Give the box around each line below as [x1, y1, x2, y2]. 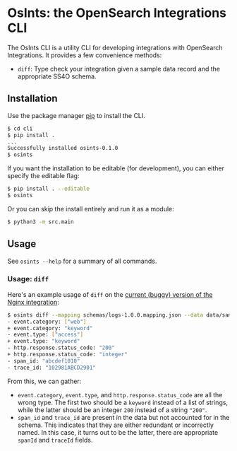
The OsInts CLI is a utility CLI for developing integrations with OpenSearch [7, 43, 224, 52]
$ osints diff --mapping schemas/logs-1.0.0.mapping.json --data [7, 311, 203, 319]
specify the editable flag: [7, 172, 80, 180]
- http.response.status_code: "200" [7, 344, 115, 351]
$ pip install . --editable [7, 185, 90, 192]
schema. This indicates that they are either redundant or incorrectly [17, 421, 214, 429]
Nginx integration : [7, 298, 60, 306]
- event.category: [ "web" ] [7, 318, 87, 325]
